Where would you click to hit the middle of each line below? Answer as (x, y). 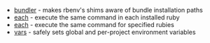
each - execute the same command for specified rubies (94, 25)
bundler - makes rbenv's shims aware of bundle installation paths (108, 10)
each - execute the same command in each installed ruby (97, 17)
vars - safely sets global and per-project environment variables (105, 32)
